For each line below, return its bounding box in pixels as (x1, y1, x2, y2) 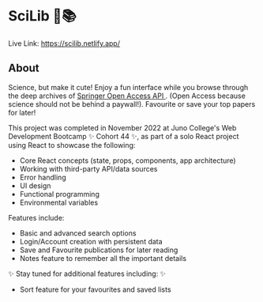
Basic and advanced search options (19, 228, 137, 238)
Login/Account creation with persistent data (19, 236, 163, 246)
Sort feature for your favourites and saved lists (19, 285, 171, 294)
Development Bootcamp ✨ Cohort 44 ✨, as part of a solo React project (8, 131, 239, 141)
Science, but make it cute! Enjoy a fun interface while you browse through (8, 82, 249, 92)
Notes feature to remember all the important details (19, 253, 187, 262)
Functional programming (19, 189, 100, 198)
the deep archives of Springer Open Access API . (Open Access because (8, 91, 246, 100)
